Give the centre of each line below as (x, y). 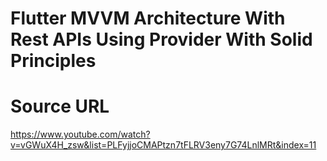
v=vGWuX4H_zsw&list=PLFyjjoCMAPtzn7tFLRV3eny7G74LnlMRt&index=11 (163, 145)
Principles (53, 61)
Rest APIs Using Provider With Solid (161, 39)
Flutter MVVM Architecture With (148, 18)
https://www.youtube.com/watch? (80, 134)
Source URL (60, 106)
